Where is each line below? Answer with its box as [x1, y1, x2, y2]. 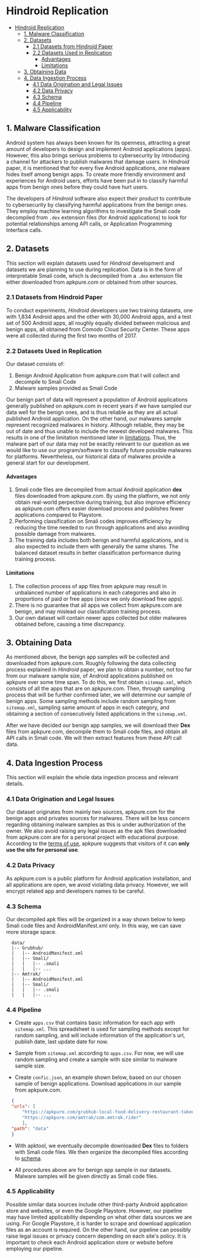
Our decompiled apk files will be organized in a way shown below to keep [6, 916, 185, 923]
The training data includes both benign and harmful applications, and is [14, 537, 189, 544]
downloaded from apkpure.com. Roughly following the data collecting [6, 660, 176, 667]
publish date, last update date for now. [14, 1038, 108, 1045]
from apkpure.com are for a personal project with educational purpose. [6, 834, 179, 841]
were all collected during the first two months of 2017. [6, 332, 137, 339]
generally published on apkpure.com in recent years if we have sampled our [6, 403, 192, 410]
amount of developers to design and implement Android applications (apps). [6, 145, 192, 152]
